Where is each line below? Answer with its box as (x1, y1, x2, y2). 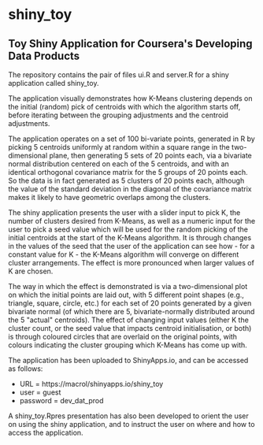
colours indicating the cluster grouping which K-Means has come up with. (8, 340, 248, 350)
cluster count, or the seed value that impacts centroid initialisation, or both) (8, 324, 252, 332)
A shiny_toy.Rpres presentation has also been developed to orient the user (8, 411, 250, 421)
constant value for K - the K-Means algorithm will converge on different (8, 250, 239, 259)
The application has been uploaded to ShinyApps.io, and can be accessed (8, 356, 249, 365)
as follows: (8, 364, 43, 373)
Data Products (8, 49, 80, 62)
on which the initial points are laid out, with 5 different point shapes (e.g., (8, 290, 244, 299)
